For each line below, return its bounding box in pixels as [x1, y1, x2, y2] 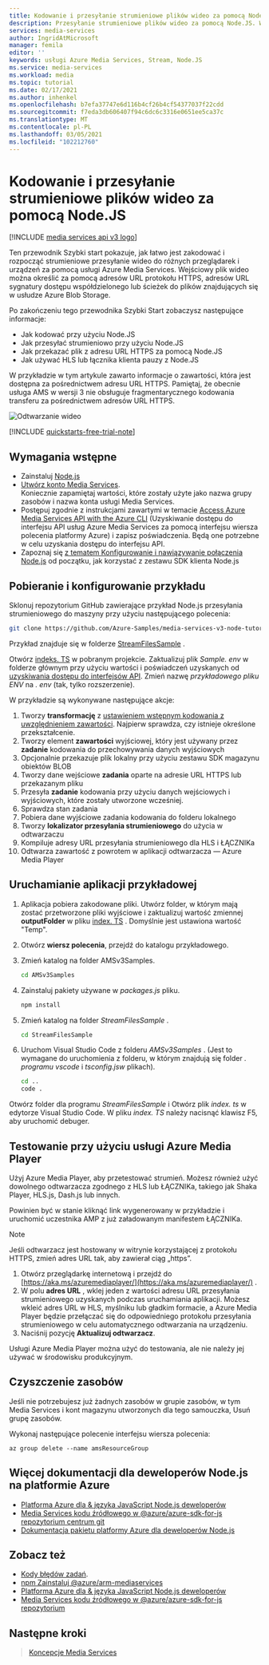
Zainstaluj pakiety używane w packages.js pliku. [20, 985, 180, 995]
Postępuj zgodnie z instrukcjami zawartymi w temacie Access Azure [20, 505, 246, 515]
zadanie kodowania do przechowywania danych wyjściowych [20, 744, 225, 754]
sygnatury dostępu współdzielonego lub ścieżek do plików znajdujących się [9, 282, 259, 291]
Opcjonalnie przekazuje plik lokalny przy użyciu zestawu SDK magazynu [20, 753, 260, 762]
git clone [9, 624, 42, 633]
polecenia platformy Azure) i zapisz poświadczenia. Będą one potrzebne [20, 531, 259, 540]
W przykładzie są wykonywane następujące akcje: [9, 695, 175, 705]
